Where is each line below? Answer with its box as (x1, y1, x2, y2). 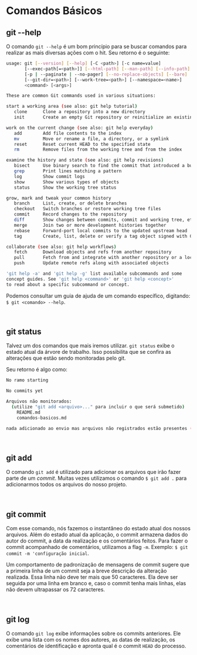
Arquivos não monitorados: (6, 398, 72, 405)
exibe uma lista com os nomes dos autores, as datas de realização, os (6, 636, 175, 643)
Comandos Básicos (6, 4, 103, 18)
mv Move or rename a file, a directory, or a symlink (13, 136, 169, 142)
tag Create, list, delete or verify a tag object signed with (13, 233, 188, 239)
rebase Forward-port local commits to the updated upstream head (13, 227, 188, 234)
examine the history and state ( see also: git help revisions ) (6, 157, 164, 163)
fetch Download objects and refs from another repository (13, 249, 172, 255)
